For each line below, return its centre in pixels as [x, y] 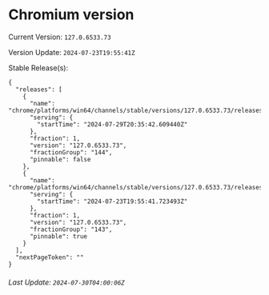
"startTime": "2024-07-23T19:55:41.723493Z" [112, 201]
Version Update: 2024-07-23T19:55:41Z [72, 52]
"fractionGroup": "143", [71, 229]
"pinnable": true [58, 236]
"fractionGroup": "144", [71, 152]
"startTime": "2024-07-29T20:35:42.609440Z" [112, 124]
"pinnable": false [60, 159]
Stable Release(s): [38, 68]
